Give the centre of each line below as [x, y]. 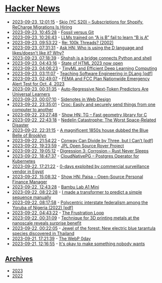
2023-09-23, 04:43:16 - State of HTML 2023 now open [67, 63]
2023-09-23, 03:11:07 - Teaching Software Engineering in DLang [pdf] [82, 73]
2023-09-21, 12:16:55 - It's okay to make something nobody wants [78, 244]
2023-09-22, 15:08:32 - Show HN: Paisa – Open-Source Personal [77, 176]
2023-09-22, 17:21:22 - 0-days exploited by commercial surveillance [81, 166]
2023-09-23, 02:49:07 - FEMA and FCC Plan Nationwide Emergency [81, 79]
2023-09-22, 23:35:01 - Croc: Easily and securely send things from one [84, 104]
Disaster [20, 125]
